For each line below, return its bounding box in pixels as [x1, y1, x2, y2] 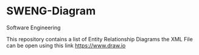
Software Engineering [6, 24, 61, 31]
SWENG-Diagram [6, 4, 96, 18]
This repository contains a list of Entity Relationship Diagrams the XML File [6, 35, 193, 42]
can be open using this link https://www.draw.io [6, 42, 126, 49]
